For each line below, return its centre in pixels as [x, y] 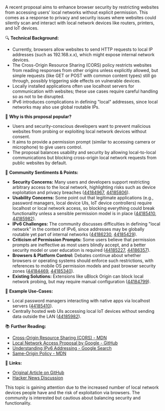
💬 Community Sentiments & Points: [42, 172]
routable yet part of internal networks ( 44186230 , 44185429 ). [75, 234]
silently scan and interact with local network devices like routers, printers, [80, 23]
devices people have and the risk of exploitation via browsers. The [73, 392]
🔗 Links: [14, 363]
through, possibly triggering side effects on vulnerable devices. [77, 81]
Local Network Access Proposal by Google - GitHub [65, 343]
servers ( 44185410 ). [33, 306]
